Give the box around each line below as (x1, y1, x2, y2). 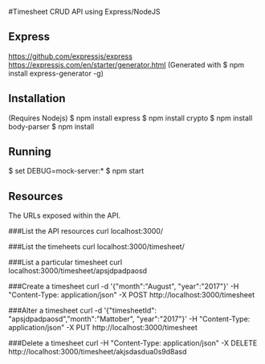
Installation (8, 92, 66, 105)
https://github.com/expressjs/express (8, 51, 132, 61)
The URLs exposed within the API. (8, 211, 121, 220)
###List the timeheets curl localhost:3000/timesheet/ (8, 242, 185, 252)
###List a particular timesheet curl (8, 257, 123, 268)
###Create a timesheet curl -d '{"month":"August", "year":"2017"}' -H (8, 281, 239, 292)
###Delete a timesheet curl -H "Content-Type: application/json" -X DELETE (8, 338, 258, 348)
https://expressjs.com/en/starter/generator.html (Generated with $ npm (8, 59, 245, 69)
